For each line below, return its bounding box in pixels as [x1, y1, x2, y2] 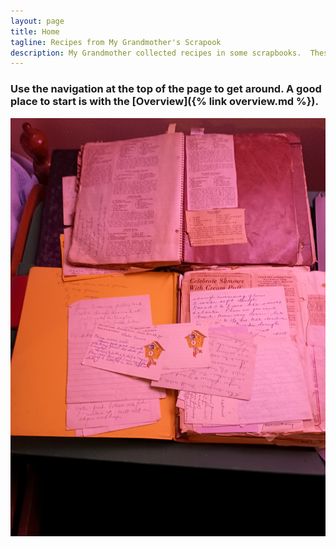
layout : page [10, 16, 65, 26]
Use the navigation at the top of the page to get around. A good [10, 82, 322, 96]
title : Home [10, 26, 60, 37]
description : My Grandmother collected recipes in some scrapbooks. [10, 48, 302, 58]
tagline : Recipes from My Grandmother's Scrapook [10, 37, 222, 47]
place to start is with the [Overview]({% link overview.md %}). [10, 95, 319, 109]
